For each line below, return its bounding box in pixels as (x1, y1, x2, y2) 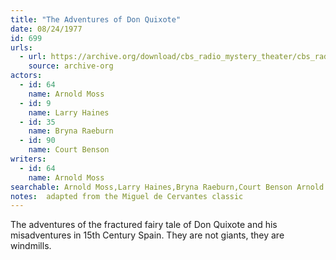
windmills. (10, 240, 52, 252)
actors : (10, 71, 43, 81)
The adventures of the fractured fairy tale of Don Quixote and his (10, 219, 278, 231)
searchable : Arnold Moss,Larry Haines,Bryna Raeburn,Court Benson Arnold (10, 182, 325, 192)
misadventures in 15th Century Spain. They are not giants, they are (10, 229, 285, 241)
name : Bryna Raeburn (28, 126, 114, 136)
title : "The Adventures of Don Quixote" (10, 14, 182, 25)
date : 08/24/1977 (10, 24, 83, 34)
